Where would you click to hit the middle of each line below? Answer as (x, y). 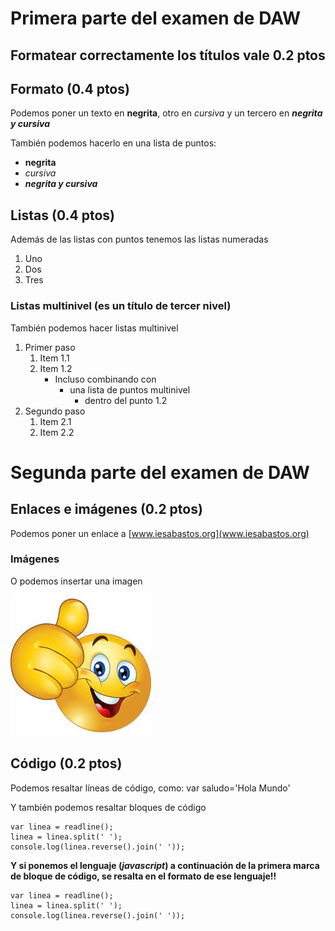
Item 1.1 (54, 358)
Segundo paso (55, 411)
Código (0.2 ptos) (66, 763)
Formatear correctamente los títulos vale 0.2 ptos (168, 55)
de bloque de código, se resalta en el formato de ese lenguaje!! (143, 876)
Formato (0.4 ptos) (70, 88)
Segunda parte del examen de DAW (160, 472)
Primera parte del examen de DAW (156, 18)
